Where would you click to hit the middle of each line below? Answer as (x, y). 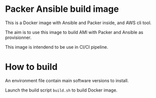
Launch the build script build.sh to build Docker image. (61, 90)
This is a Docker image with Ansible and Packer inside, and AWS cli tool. (78, 23)
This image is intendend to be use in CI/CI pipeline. (57, 47)
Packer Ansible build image (62, 9)
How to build (31, 67)
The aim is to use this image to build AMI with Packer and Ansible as (74, 32)
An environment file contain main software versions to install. (67, 80)
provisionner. (18, 37)
